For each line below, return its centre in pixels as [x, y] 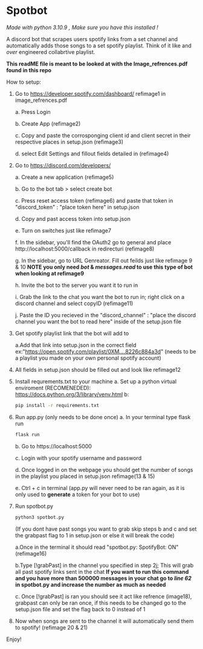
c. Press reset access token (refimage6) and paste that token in [94, 200]
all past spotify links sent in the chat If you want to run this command [102, 571]
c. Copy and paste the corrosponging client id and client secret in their [103, 135]
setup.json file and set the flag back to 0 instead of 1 [80, 609]
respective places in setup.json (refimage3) [69, 142]
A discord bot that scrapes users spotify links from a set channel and [92, 39]
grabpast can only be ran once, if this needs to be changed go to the [100, 603]
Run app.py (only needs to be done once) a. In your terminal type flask [103, 417]
